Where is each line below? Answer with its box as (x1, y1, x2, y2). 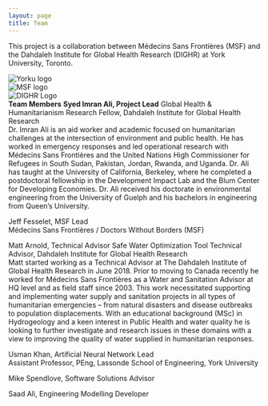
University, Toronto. (8, 58, 74, 68)
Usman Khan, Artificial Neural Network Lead (8, 349, 154, 359)
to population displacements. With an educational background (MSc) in (8, 308, 242, 318)
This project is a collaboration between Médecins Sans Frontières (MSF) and (8, 41, 261, 50)
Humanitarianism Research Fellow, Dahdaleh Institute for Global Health (8, 107, 242, 117)
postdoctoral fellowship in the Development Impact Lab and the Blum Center (8, 175, 260, 185)
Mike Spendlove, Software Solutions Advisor (8, 373, 155, 383)
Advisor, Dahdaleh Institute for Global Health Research (8, 249, 188, 258)
